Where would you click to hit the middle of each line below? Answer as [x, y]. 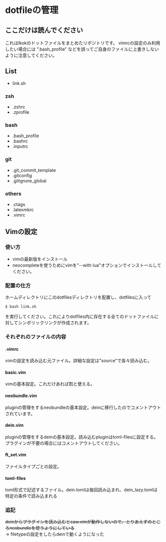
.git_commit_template [34, 170]
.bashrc [20, 141]
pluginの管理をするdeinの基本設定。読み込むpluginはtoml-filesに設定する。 [82, 437]
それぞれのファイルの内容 [36, 337]
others [13, 193]
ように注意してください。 [31, 55]
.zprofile [21, 112]
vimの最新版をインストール [40, 259]
